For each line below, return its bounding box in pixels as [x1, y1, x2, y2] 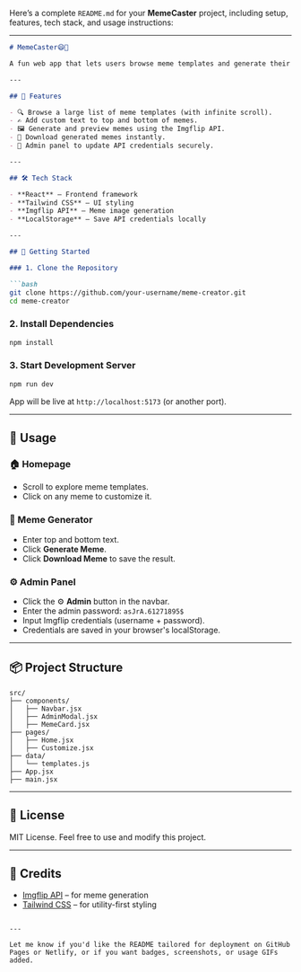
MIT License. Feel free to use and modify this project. [9, 831, 207, 843]
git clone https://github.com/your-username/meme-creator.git [9, 287, 246, 297]
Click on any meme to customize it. [21, 491, 152, 502]
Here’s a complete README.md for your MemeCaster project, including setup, [9, 8, 288, 18]
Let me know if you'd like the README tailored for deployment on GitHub [9, 941, 291, 950]
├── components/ [9, 696, 70, 705]
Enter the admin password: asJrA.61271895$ [21, 605, 185, 616]
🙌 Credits [9, 866, 63, 881]
